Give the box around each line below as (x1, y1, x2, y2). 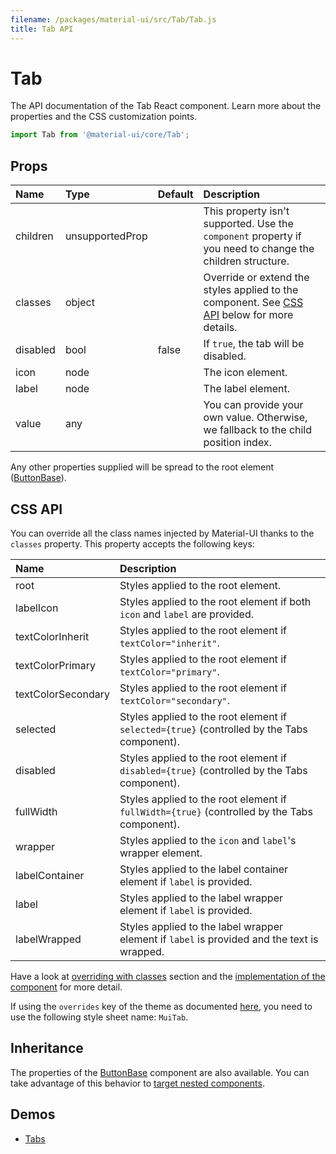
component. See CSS (203, 296, 304, 310)
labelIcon (15, 601, 59, 615)
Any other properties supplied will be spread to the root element (10, 461, 275, 473)
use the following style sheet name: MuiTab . (10, 1011, 189, 1023)
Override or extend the (203, 271, 310, 285)
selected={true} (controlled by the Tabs (119, 722, 308, 736)
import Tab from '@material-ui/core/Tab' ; (10, 130, 190, 140)
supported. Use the (203, 217, 294, 231)
